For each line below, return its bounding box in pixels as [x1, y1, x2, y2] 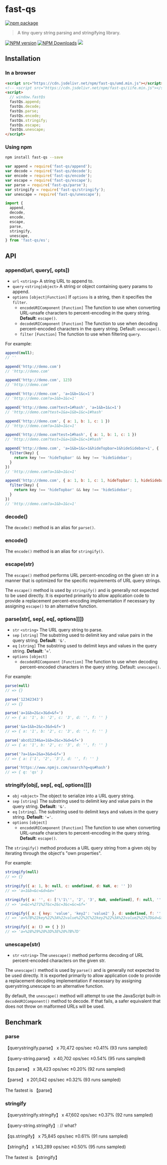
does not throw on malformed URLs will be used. [5, 1003, 105, 1009]
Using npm [5, 144, 32, 151]
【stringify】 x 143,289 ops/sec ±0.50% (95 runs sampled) [5, 1144, 126, 1150]
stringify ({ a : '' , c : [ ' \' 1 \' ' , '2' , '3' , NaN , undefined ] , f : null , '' [5, 897, 162, 902]
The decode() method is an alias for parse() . [5, 525, 95, 531]
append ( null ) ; [5, 350, 35, 355]
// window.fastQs [9, 95, 46, 100]
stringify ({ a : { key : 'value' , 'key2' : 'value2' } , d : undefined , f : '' [5, 911, 162, 916]
